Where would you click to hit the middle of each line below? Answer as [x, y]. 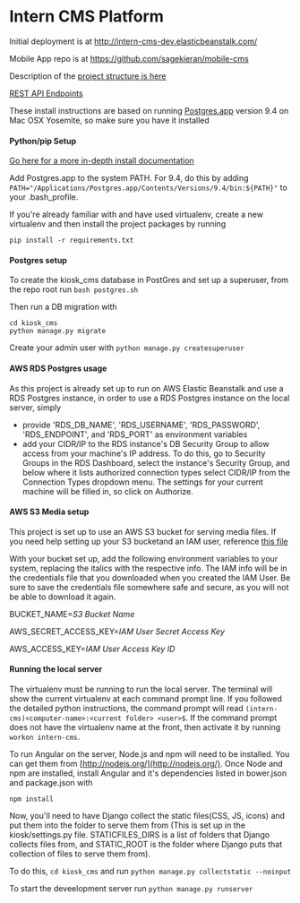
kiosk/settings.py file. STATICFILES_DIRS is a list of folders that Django [140, 834]
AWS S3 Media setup [49, 512]
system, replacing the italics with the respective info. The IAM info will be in [149, 568]
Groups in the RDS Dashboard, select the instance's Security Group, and [156, 462]
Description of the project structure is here [88, 76]
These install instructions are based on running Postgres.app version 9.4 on [149, 110]
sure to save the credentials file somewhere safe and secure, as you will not [149, 587]
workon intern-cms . [45, 736]
